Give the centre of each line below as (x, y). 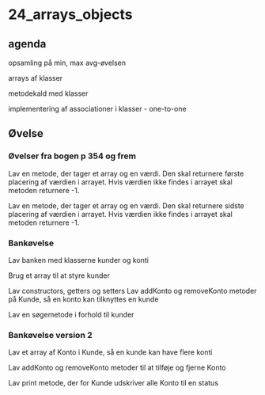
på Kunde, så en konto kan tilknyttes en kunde (83, 299)
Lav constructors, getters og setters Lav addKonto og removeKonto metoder (132, 291)
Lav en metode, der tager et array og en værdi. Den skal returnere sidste (126, 205)
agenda (27, 44)
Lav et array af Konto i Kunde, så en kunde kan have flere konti (110, 352)
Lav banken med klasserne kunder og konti (78, 260)
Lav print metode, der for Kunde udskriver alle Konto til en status (114, 383)
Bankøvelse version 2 (50, 335)
